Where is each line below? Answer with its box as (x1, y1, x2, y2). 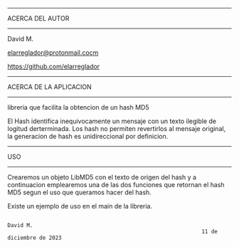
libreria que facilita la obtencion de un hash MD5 (7, 103, 149, 111)
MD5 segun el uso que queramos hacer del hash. (7, 188, 152, 196)
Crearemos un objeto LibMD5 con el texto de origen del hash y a (7, 173, 197, 182)
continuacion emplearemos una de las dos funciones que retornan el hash (7, 181, 225, 189)
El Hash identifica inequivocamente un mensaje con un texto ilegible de (7, 117, 217, 125)
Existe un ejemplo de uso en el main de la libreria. (7, 202, 153, 210)
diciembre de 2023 (7, 234, 62, 241)
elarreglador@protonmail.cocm (7, 48, 99, 57)
